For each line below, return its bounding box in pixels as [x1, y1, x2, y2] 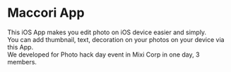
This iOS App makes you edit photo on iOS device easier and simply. [7, 28, 207, 36]
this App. [7, 43, 34, 51]
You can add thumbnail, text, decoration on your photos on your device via [7, 35, 225, 43]
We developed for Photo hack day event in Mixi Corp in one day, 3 [7, 50, 200, 59]
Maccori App [7, 5, 85, 21]
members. [7, 57, 37, 66]
